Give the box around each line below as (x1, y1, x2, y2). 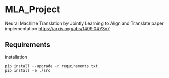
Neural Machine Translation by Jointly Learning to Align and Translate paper (5, 20, 164, 26)
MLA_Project (5, 4, 60, 15)
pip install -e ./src (5, 68, 51, 73)
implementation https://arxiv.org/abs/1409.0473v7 (5, 25, 110, 31)
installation (5, 54, 27, 60)
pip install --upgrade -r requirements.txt (5, 63, 98, 69)
